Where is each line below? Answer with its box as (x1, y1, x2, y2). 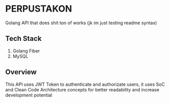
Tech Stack (5, 34, 42, 43)
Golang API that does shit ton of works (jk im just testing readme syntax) (5, 20, 157, 26)
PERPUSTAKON (5, 3, 72, 15)
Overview (5, 68, 37, 76)
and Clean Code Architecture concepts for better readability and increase (5, 86, 159, 92)
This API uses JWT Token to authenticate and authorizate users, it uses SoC (5, 81, 165, 87)
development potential (5, 92, 52, 98)
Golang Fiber (12, 47, 40, 54)
